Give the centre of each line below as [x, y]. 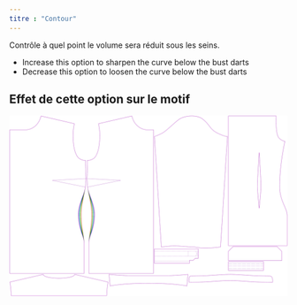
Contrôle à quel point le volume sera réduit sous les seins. [114, 45]
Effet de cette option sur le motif [100, 99]
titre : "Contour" [43, 19]
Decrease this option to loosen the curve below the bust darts [134, 72]
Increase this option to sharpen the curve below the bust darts [135, 62]
